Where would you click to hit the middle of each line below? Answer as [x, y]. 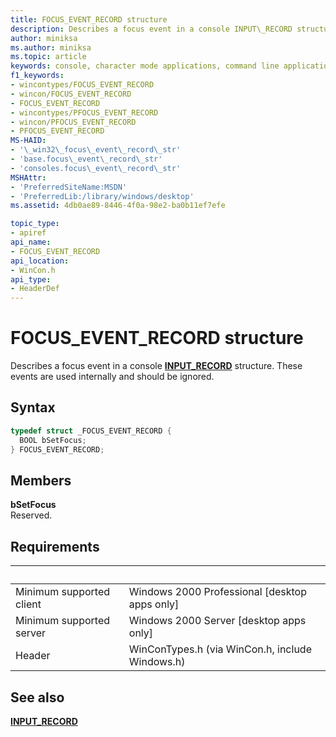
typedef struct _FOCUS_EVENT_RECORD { [91, 431]
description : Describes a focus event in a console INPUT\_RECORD [151, 29]
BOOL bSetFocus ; [53, 440]
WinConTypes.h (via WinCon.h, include [220, 649]
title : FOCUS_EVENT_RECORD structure [89, 19]
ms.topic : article [48, 57]
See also [37, 697]
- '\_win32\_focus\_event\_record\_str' [96, 150]
